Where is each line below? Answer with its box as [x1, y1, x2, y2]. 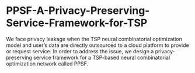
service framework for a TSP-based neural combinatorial [33, 54, 170, 61]
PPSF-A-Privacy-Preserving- [6, 4, 150, 17]
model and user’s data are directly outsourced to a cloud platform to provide [6, 42, 189, 49]
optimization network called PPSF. [6, 60, 89, 67]
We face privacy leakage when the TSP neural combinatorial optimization [6, 35, 182, 42]
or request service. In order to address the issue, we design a [6, 48, 154, 54]
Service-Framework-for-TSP [6, 16, 148, 30]
